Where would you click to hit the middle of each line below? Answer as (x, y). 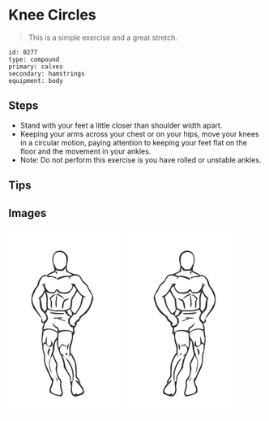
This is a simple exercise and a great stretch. (103, 37)
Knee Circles (53, 15)
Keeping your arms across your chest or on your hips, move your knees (139, 134)
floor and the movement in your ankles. (85, 151)
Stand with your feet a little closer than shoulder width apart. (121, 125)
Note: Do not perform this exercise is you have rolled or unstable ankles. (141, 159)
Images (28, 213)
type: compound (34, 59)
